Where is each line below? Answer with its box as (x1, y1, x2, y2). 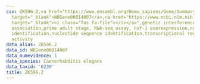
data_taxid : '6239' (6, 63, 55, 70)
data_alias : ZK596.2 (6, 42, 58, 48)
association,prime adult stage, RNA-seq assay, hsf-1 (11, 25, 148, 31)
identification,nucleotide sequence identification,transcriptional (11, 31, 185, 37)
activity (11, 36, 33, 42)
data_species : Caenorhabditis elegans (6, 58, 102, 64)
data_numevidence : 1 (6, 53, 58, 59)
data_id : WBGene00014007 (6, 47, 68, 53)
